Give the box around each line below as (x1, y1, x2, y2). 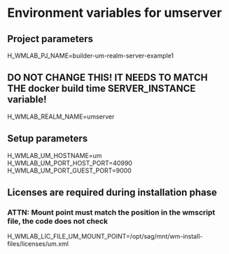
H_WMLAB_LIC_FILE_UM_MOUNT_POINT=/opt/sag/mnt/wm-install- (7, 232, 203, 241)
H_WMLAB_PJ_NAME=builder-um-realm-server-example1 (7, 51, 174, 60)
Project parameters (7, 33, 93, 45)
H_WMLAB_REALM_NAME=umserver (7, 112, 115, 121)
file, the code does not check (7, 216, 109, 226)
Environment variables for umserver (7, 5, 222, 21)
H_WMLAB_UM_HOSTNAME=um (7, 151, 102, 159)
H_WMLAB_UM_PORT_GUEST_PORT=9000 (7, 166, 132, 175)
